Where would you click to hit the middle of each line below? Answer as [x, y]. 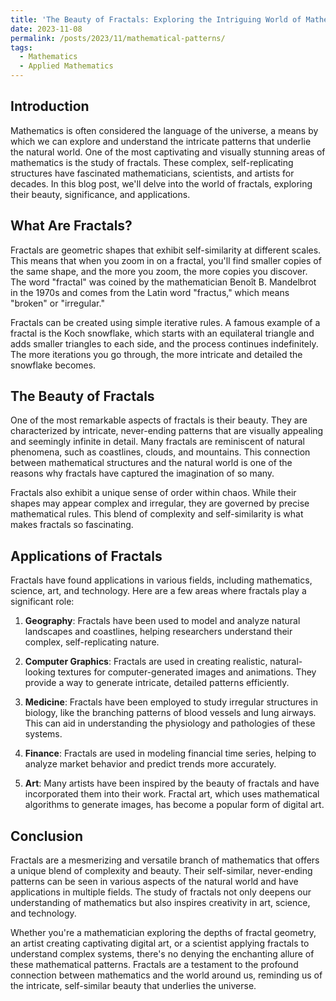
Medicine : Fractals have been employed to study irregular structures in [171, 702]
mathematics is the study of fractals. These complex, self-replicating [152, 162]
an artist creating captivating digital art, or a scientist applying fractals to [160, 943]
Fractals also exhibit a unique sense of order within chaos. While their [153, 493]
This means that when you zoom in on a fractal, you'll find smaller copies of [166, 260]
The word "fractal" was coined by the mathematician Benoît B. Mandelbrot [163, 282]
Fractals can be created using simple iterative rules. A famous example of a [165, 322]
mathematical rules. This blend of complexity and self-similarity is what [157, 514]
